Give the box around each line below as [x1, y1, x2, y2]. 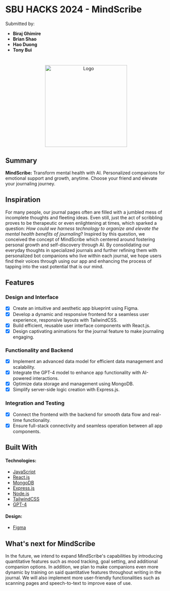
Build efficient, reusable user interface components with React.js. [12, 322, 151, 328]
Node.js [12, 491, 30, 497]
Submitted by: [5, 20, 35, 27]
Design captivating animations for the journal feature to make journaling [12, 328, 164, 334]
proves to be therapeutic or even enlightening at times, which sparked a [5, 220, 157, 226]
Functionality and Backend [5, 347, 73, 354]
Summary [5, 156, 37, 165]
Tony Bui [12, 47, 32, 53]
